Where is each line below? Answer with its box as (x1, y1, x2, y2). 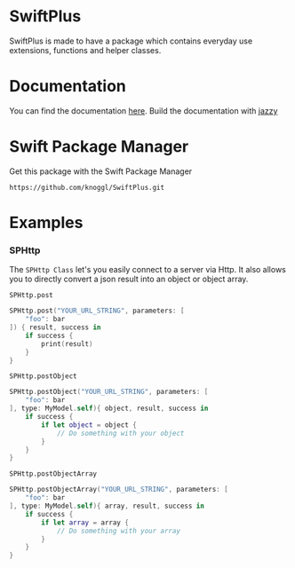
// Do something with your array (56, 526, 180, 535)
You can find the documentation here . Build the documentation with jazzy (9, 105, 278, 116)
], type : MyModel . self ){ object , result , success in (9, 404, 209, 414)
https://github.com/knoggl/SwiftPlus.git (9, 183, 165, 192)
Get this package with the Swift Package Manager (9, 166, 193, 177)
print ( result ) (41, 339, 93, 348)
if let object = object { (41, 420, 138, 430)
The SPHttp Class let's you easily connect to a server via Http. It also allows (9, 264, 286, 275)
